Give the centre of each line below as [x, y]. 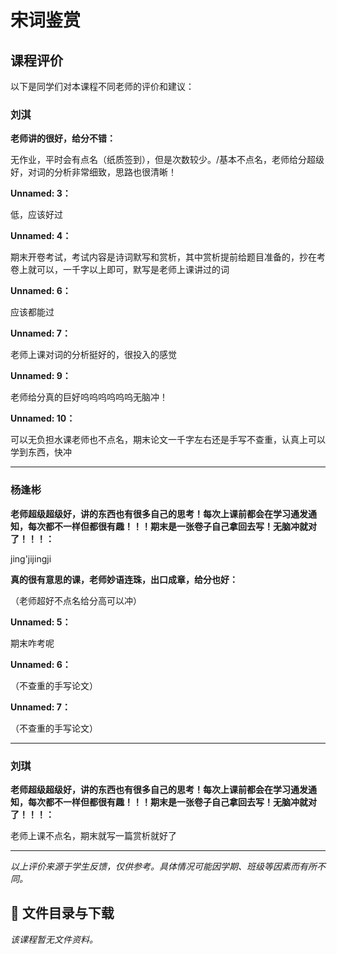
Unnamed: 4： [41, 236]
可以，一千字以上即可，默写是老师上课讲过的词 [133, 270]
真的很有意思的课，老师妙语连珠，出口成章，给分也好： [124, 579]
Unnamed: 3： [41, 193]
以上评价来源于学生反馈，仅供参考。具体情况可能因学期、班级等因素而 [155, 866]
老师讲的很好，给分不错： [63, 138]
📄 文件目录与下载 [62, 913]
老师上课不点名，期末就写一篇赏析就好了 [93, 835]
